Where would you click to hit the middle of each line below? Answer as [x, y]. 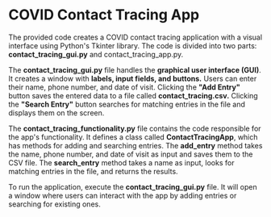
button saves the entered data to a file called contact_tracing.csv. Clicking [133, 95]
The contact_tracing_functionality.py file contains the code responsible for [135, 128]
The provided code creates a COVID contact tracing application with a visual [135, 37]
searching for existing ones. [54, 204]
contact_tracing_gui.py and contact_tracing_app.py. [96, 54]
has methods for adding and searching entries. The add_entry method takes [135, 145]
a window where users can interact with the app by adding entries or [123, 195]
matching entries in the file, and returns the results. [94, 171]
